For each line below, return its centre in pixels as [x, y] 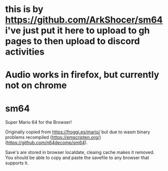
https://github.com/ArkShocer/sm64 [84, 20]
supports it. [17, 163]
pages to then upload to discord [72, 41]
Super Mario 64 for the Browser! [38, 122]
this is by [24, 9]
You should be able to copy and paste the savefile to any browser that [77, 158]
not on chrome [36, 85]
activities [25, 52]
